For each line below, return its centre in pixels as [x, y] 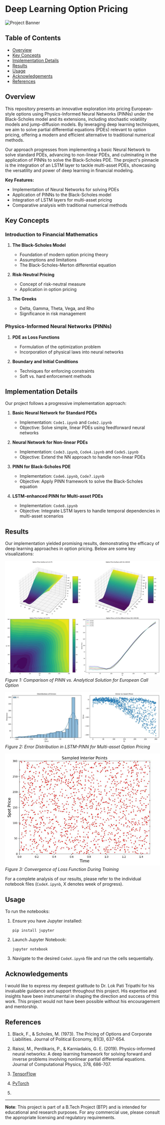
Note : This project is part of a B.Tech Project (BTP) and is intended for [76, 1107]
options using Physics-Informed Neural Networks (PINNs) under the [85, 114]
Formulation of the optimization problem [60, 346]
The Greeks [24, 299]
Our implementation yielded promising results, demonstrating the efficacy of [82, 544]
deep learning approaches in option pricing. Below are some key [70, 548]
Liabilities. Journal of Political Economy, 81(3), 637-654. [69, 1039]
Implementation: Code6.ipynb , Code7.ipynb [62, 476]
